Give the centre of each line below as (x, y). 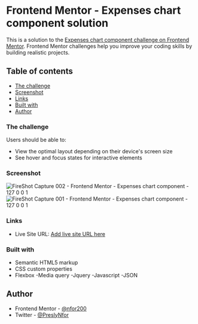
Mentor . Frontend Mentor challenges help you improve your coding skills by (99, 46)
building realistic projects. (38, 52)
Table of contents (39, 72)
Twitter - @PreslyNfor (42, 314)
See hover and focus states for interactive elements (78, 158)
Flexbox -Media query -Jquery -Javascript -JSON (76, 275)
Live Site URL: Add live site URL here (60, 234)
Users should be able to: (36, 140)
